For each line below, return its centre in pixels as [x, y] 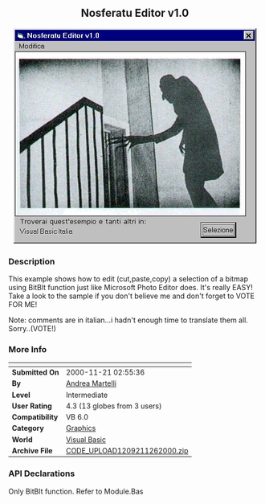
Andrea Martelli [91, 383]
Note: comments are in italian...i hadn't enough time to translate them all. [128, 320]
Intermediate [87, 395]
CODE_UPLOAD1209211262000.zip [127, 450]
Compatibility [35, 417]
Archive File [32, 450]
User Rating [32, 406]
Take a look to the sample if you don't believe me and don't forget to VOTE [132, 296]
